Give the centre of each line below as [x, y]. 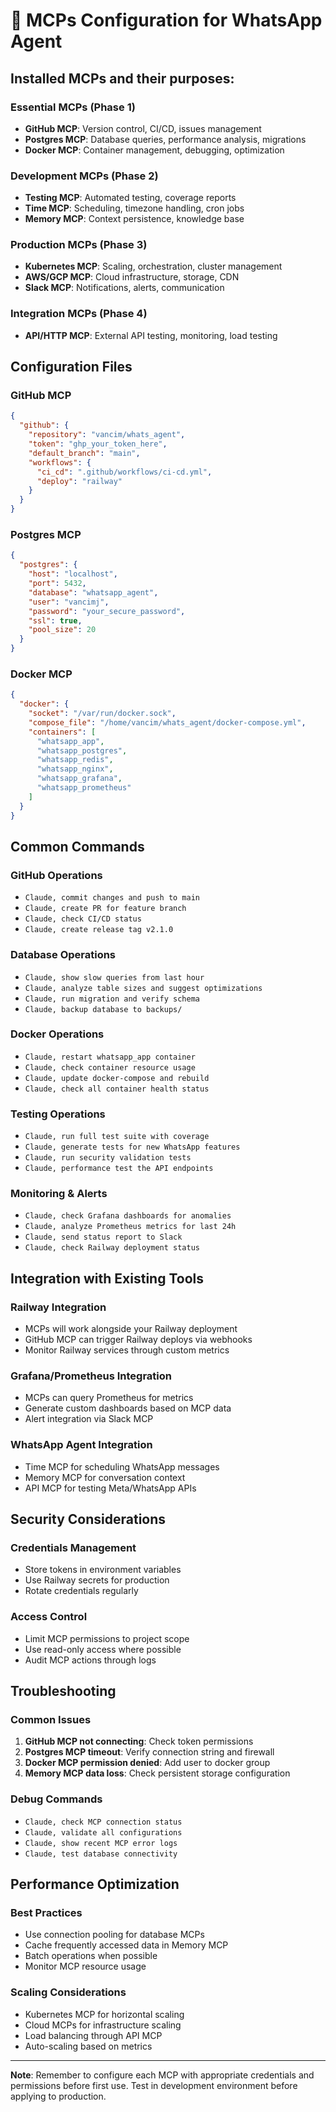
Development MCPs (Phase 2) [84, 176]
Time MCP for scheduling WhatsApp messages [122, 1466]
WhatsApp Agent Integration [81, 1445]
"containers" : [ [62, 732]
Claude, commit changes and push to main [112, 898]
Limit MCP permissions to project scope [107, 1638]
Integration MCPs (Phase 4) [79, 314]
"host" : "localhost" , [73, 574]
